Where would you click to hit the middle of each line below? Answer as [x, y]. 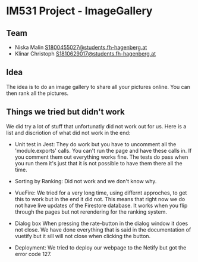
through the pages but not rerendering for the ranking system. [91, 212]
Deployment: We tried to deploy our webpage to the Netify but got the [100, 247]
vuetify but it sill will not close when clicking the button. [83, 236]
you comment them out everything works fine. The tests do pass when [101, 157]
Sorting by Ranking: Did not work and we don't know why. [86, 181]
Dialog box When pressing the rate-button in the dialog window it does [101, 223]
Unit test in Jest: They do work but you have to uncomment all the [95, 144]
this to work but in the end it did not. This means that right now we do [100, 199]
